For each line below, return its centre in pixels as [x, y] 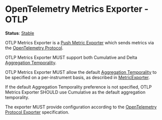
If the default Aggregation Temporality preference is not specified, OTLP [78, 87]
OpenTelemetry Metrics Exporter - [77, 9]
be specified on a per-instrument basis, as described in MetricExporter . [78, 77]
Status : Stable [20, 33]
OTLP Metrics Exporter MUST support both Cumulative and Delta [71, 57]
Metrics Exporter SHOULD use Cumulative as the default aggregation [75, 92]
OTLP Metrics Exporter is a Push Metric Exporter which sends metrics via [80, 42]
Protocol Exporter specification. [37, 112]
